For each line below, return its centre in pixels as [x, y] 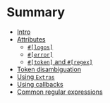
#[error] [40, 55]
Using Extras [36, 77]
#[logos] [40, 47]
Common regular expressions [60, 92]
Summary [36, 12]
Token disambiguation [49, 69]
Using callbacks [40, 84]
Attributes [31, 39]
